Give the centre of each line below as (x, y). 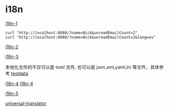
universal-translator (26, 103)
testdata (20, 73)
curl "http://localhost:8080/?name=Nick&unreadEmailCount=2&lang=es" (81, 37)
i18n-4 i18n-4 (19, 84)
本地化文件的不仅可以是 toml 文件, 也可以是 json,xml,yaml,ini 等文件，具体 (82, 67)
